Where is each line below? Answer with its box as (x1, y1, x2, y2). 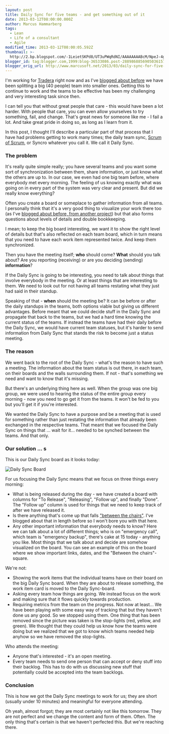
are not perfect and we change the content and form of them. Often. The (5, 713, 156, 720)
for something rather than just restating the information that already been (5, 416, 157, 422)
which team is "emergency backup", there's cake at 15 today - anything (12, 534, 161, 540)
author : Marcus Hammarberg (5, 21, 62, 27)
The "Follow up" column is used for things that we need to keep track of (12, 502, 162, 508)
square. (12, 555, 29, 561)
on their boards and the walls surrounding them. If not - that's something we (5, 370, 163, 376)
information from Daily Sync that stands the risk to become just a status (5, 330, 154, 336)
